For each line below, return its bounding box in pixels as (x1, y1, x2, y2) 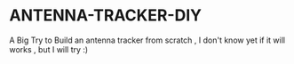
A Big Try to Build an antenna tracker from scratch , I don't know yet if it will (9, 35, 286, 45)
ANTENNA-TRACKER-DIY (9, 5, 203, 26)
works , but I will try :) (9, 44, 89, 54)
